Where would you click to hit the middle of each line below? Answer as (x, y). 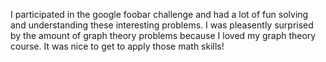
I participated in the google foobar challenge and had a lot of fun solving (159, 14)
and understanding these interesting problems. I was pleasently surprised (162, 25)
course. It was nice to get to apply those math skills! (117, 46)
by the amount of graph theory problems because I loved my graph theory (163, 35)
